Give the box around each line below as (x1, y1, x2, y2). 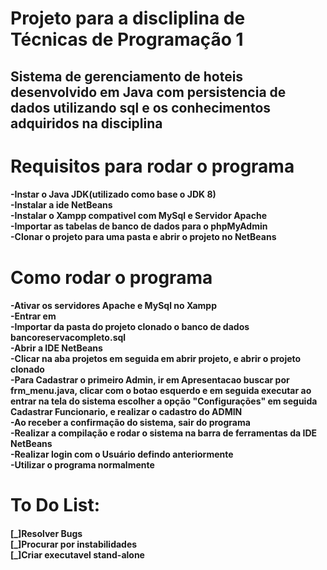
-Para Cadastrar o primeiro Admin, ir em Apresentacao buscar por (10, 374, 290, 386)
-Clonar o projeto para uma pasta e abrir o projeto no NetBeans (10, 231, 277, 243)
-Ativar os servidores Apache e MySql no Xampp (10, 300, 218, 312)
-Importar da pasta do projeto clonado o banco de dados (10, 321, 250, 333)
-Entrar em (10, 310, 57, 322)
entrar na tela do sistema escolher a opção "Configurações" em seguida (10, 395, 318, 407)
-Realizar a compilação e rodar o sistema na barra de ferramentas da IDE (10, 427, 318, 439)
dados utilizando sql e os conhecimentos (10, 99, 272, 116)
